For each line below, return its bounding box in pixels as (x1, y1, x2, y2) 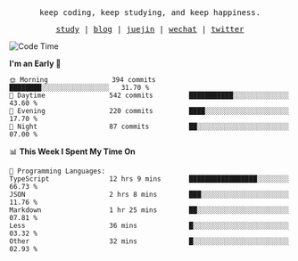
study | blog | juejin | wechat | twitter (55, 24, 244, 34)
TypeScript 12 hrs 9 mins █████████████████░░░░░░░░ (9, 175, 290, 184)
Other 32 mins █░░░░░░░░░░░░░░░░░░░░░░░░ (9, 237, 290, 246)
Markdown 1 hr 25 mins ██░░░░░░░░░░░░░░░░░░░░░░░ (9, 206, 290, 215)
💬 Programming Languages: (9, 167, 105, 175)
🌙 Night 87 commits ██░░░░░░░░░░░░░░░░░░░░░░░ (9, 122, 290, 131)
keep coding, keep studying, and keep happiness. (38, 8, 261, 17)
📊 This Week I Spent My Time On (9, 146, 136, 157)
